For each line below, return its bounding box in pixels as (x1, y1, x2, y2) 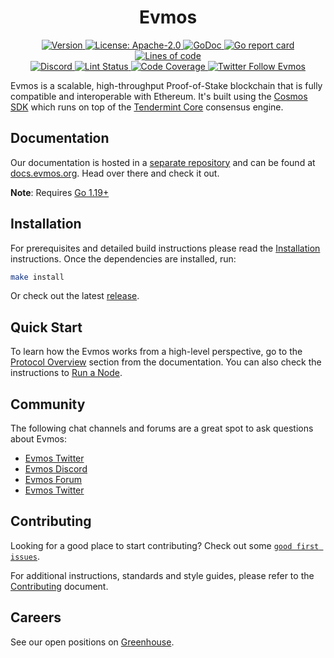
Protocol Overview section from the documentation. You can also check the (10, 356, 322, 368)
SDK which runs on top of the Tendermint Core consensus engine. (10, 101, 284, 113)
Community (10, 396, 86, 413)
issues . (10, 550, 40, 562)
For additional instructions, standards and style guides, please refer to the (10, 569, 315, 581)
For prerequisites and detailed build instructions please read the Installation (10, 242, 321, 254)
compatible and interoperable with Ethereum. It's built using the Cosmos (10, 90, 308, 102)
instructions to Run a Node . (10, 367, 123, 379)
